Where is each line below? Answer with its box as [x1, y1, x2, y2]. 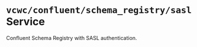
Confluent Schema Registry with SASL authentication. [6, 34, 137, 41]
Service [6, 15, 46, 28]
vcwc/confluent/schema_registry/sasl [6, 5, 192, 16]
